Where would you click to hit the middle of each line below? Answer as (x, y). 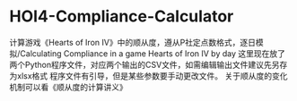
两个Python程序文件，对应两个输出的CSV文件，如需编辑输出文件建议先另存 (148, 64)
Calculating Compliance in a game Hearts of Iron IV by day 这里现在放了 (153, 53)
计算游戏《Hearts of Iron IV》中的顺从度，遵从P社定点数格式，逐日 (133, 42)
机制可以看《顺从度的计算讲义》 (68, 87)
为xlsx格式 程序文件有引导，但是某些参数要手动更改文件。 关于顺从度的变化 (148, 76)
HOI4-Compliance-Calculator (122, 17)
